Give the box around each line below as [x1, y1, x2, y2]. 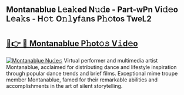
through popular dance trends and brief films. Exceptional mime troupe [6, 70, 178, 77]
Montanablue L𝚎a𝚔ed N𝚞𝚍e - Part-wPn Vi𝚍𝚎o [6, 5, 178, 15]
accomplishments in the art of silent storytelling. [6, 83, 123, 89]
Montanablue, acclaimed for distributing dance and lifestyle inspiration [6, 64, 178, 70]
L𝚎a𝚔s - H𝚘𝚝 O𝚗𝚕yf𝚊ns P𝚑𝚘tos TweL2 [6, 14, 152, 24]
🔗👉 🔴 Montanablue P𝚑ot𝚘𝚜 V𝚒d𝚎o [6, 38, 138, 48]
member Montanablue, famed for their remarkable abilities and [6, 76, 158, 83]
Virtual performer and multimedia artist [63, 57, 158, 64]
